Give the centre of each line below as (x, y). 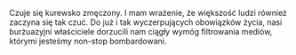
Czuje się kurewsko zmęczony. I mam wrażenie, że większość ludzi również (148, 13)
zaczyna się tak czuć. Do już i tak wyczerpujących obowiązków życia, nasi (146, 22)
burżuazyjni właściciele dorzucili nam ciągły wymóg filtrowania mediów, (141, 31)
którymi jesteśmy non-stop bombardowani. (88, 41)
